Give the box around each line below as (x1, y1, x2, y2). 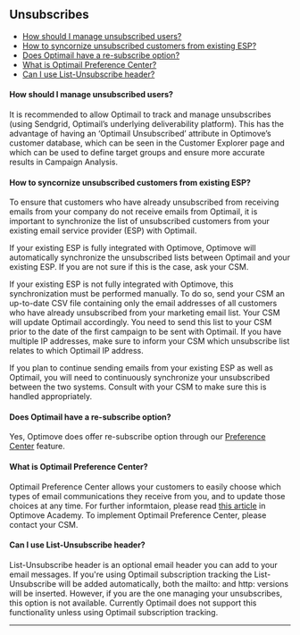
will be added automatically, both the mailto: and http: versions (57, 578, 288, 589)
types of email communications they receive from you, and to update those (9, 490, 286, 501)
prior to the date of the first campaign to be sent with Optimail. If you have (9, 326, 282, 338)
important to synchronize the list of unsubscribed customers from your (9, 216, 270, 227)
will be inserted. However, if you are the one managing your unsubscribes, (9, 588, 283, 598)
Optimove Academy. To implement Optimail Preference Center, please (9, 509, 267, 521)
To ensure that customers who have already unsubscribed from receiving (9, 196, 279, 208)
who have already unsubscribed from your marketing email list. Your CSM (9, 307, 280, 318)
